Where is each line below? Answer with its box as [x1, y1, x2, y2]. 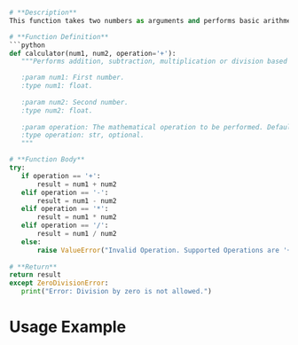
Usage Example [9, 317, 127, 337]
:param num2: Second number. [20, 98, 129, 106]
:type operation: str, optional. [20, 130, 145, 140]
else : [20, 237, 42, 247]
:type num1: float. [20, 82, 93, 90]
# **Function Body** [9, 155, 86, 164]
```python [9, 41, 46, 50]
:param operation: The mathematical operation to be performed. [20, 122, 264, 131]
